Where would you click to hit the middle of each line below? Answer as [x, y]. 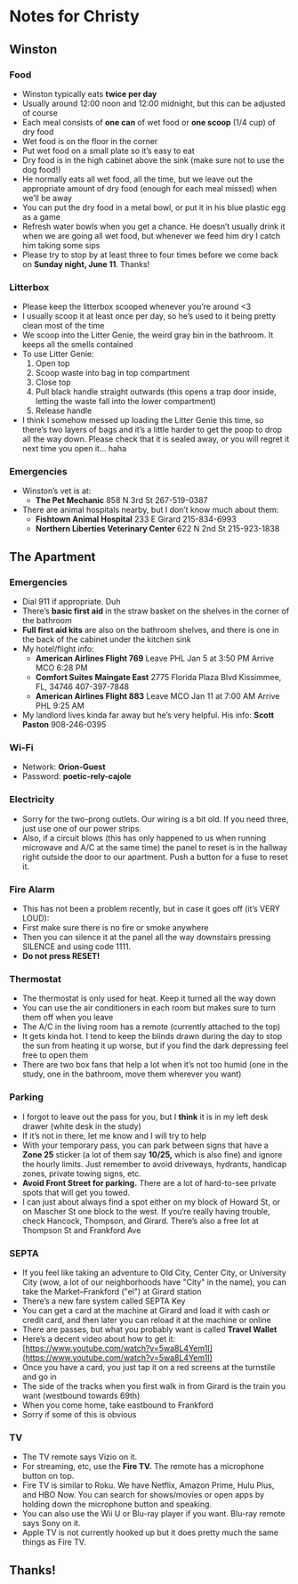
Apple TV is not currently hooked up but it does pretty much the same [150, 1532]
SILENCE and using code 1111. [77, 946]
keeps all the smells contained [77, 345]
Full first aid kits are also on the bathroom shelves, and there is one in [150, 630]
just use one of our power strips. [82, 828]
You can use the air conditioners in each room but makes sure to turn [149, 1008]
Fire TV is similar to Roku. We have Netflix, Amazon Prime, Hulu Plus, [148, 1485]
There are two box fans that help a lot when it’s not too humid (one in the [155, 1065]
